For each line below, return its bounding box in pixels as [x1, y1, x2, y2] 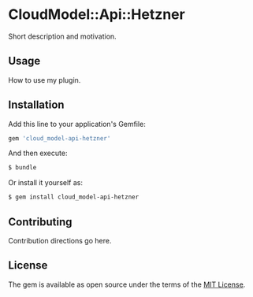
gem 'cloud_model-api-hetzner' [8, 134, 111, 143]
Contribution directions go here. [8, 236, 112, 245]
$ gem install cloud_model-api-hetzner [8, 193, 140, 202]
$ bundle [8, 164, 37, 172]
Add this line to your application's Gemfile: [8, 119, 146, 128]
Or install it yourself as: [8, 178, 83, 187]
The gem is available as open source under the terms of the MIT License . [8, 280, 246, 289]
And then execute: [8, 148, 68, 158]
